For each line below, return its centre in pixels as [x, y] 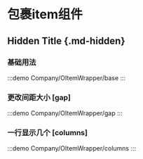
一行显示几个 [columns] [47, 133]
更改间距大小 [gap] [39, 97]
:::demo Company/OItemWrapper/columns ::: [72, 148]
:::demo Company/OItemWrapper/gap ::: [65, 113]
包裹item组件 [45, 14]
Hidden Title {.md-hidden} [66, 40]
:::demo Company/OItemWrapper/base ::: [67, 77]
